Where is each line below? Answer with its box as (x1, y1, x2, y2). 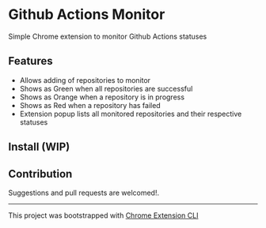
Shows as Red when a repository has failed (19, 100, 161, 110)
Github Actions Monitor (8, 6, 165, 24)
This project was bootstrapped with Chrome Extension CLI (8, 211, 199, 220)
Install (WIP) (8, 140, 70, 154)
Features (8, 54, 53, 68)
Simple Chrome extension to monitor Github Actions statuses (8, 32, 207, 41)
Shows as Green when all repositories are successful (19, 84, 193, 93)
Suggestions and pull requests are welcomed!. (8, 188, 160, 197)
